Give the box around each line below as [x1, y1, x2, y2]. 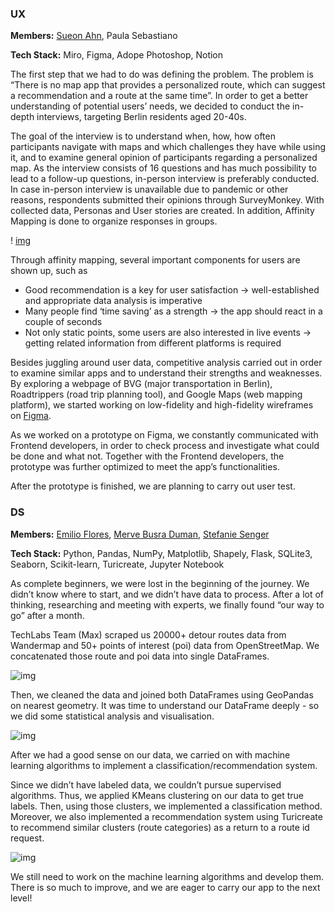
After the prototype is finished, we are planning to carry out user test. [10, 480, 296, 492]
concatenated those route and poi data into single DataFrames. [10, 650, 270, 662]
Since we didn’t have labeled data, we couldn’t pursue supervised [10, 778, 282, 791]
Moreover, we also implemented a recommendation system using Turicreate [10, 810, 323, 822]
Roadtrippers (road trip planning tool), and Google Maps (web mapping [10, 388, 303, 401]
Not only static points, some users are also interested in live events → [24, 327, 312, 339]
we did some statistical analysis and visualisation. [10, 710, 215, 722]
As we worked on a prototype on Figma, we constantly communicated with [10, 429, 319, 441]
